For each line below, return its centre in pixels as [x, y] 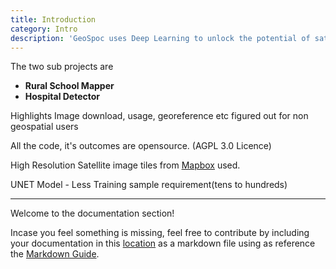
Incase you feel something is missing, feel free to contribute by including [160, 233]
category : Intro [44, 29]
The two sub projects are [62, 67]
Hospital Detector [62, 97]
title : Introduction [53, 19]
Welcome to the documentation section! [92, 213]
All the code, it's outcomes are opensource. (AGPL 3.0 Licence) [141, 146]
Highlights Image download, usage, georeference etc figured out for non [159, 116]
